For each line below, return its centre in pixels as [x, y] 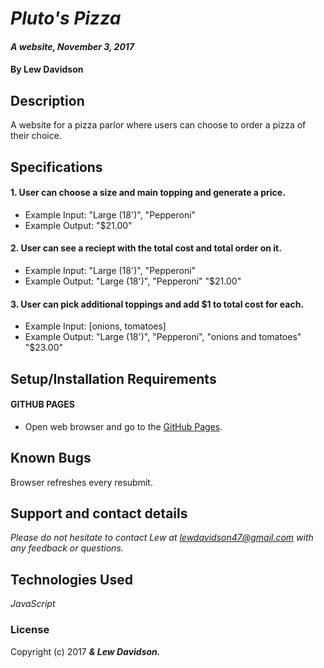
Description [47, 100]
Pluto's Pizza [66, 18]
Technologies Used [71, 579]
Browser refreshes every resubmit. [81, 482]
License [30, 630]
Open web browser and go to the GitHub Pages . [123, 426]
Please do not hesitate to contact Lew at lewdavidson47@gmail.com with [162, 538]
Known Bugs [51, 458]
